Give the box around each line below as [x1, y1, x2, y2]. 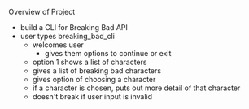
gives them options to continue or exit [44, 49, 172, 58]
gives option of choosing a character [32, 75, 156, 84]
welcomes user [32, 40, 84, 50]
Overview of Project [8, 7, 76, 16]
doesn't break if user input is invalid [32, 92, 153, 101]
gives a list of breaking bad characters [32, 66, 161, 76]
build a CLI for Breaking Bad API [20, 23, 129, 32]
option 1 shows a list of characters [32, 57, 147, 67]
